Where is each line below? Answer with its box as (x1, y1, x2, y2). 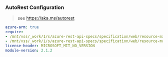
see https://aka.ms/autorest (17, 15, 75, 21)
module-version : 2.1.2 (5, 48, 52, 53)
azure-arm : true (5, 25, 39, 30)
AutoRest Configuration (5, 4, 64, 11)
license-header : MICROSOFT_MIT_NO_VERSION (5, 43, 95, 48)
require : (5, 29, 23, 35)
